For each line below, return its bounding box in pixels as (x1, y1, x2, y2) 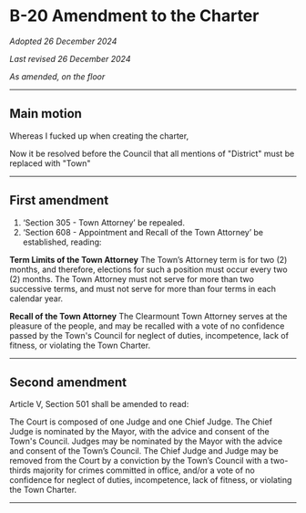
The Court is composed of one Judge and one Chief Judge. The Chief (9, 416, 273, 427)
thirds (9, 465, 32, 476)
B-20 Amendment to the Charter (9, 5, 260, 26)
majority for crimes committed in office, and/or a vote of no (33, 465, 255, 476)
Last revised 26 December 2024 (9, 53, 131, 64)
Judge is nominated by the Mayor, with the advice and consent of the (9, 426, 270, 437)
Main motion (9, 106, 82, 121)
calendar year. (9, 293, 64, 304)
